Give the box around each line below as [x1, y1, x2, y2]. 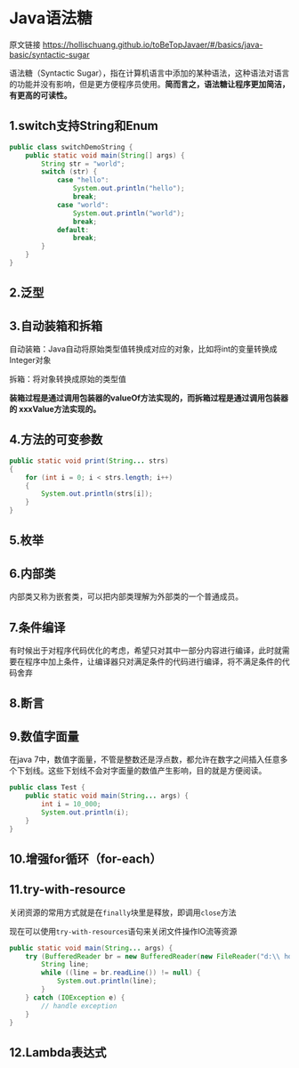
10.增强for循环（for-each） [9, 851, 162, 866]
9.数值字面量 [9, 729, 80, 744]
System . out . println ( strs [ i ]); [41, 489, 153, 498]
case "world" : [56, 200, 109, 209]
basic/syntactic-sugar [9, 49, 91, 60]
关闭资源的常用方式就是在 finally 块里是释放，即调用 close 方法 [9, 907, 237, 918]
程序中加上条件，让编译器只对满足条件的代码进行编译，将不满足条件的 [24, 656, 282, 667]
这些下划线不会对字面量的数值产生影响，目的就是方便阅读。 [47, 765, 267, 776]
